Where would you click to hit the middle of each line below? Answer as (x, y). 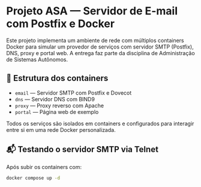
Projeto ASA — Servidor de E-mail (92, 11)
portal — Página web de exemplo (57, 111)
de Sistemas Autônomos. (37, 59)
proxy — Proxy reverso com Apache (59, 105)
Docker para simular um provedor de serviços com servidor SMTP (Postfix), (100, 47)
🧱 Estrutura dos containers (57, 78)
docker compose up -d (33, 178)
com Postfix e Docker (61, 24)
